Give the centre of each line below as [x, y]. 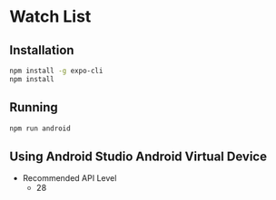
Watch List [50, 17]
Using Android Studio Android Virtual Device [138, 156]
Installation [42, 50]
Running [34, 107]
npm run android [40, 129]
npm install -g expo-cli [56, 71]
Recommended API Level [69, 178]
